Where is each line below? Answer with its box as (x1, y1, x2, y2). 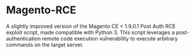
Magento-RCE (6, 3, 76, 17)
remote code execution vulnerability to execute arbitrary (42, 35, 178, 42)
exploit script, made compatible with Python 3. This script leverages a (6, 28, 175, 35)
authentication (6, 35, 41, 42)
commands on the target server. (6, 41, 84, 48)
